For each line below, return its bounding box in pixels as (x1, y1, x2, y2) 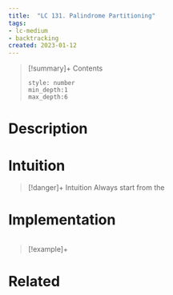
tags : (8, 19, 26, 27)
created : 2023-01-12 (8, 42, 78, 50)
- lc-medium (8, 26, 48, 34)
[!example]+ (27, 244, 68, 254)
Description (8, 119, 88, 138)
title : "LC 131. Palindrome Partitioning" (8, 11, 156, 20)
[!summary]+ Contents (27, 63, 103, 73)
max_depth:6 (27, 93, 68, 101)
